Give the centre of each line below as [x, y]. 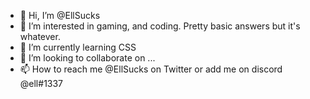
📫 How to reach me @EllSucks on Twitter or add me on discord [151, 69]
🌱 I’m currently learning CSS [78, 47]
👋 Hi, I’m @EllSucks [60, 15]
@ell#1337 [41, 83]
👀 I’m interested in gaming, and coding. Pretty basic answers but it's [160, 26]
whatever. [40, 36]
